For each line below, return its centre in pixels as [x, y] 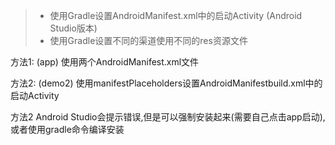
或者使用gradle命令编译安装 [67, 129]
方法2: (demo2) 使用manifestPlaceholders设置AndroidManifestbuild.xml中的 [166, 83]
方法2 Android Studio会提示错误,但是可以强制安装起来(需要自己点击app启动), [168, 117]
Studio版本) [73, 28]
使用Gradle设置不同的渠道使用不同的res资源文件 [148, 40]
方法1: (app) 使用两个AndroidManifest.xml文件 [105, 62]
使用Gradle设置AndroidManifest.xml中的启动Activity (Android [176, 15]
